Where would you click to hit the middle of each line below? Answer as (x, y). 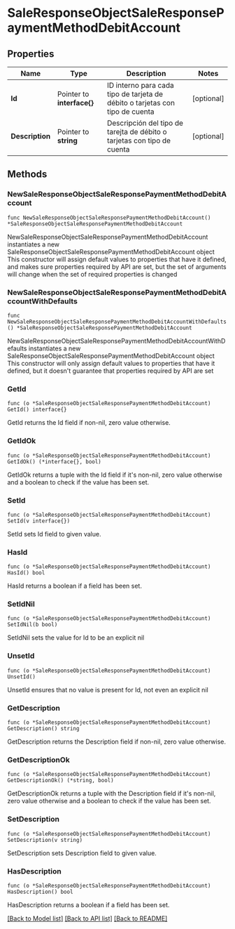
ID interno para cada (141, 85)
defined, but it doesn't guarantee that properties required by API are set (111, 371)
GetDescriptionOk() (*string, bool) (60, 781)
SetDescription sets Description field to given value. (82, 853)
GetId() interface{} (37, 410)
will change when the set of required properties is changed (92, 274)
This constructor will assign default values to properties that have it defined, (117, 259)
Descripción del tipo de (145, 123)
